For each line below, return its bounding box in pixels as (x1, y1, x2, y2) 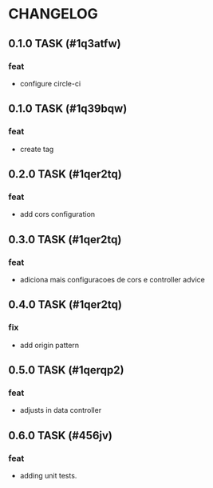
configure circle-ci (19, 78, 81, 88)
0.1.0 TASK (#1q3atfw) (8, 37, 121, 50)
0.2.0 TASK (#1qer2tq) (8, 167, 122, 181)
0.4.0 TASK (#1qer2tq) (8, 298, 122, 312)
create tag (19, 144, 54, 154)
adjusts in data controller (19, 406, 102, 415)
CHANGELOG (8, 5, 98, 23)
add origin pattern (19, 340, 80, 350)
